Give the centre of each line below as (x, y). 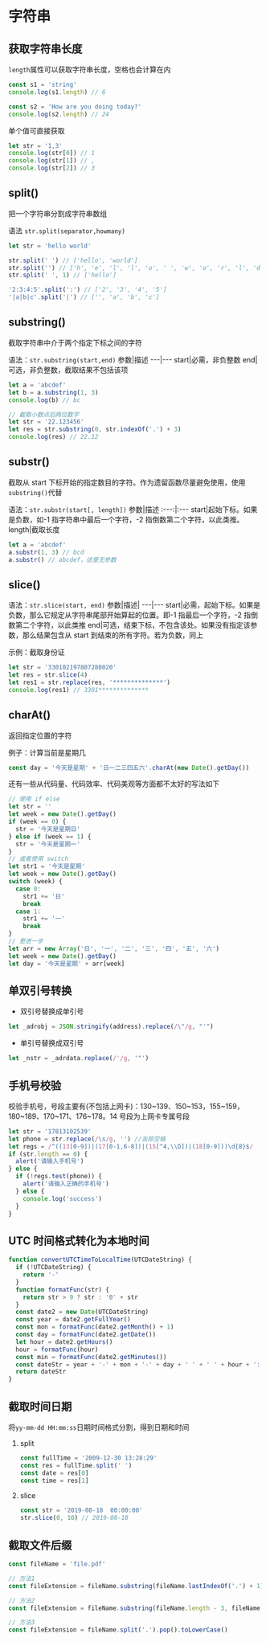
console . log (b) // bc (45, 400)
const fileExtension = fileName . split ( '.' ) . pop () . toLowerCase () (118, 1630)
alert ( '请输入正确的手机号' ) (66, 1184)
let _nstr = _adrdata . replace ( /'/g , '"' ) (79, 1058)
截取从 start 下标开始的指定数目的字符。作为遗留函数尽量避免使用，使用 (127, 482)
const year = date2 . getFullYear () (73, 1320)
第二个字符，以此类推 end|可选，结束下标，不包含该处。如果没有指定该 (133, 625)
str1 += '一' (44, 919)
